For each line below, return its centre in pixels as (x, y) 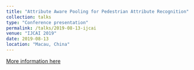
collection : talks (29, 17)
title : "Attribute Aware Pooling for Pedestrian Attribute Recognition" (98, 11)
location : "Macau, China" (38, 45)
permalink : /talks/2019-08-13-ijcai (51, 28)
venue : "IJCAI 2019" (32, 34)
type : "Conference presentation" (47, 22)
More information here (33, 61)
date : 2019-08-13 (28, 39)
